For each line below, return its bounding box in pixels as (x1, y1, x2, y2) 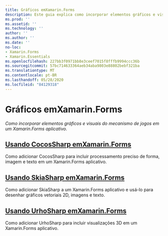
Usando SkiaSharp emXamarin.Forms (5, 173, 125, 182)
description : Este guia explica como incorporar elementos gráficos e (5, 12, 155, 17)
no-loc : (5, 45, 21, 50)
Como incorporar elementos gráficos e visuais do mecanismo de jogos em (5, 120, 159, 126)
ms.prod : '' (5, 17, 30, 22)
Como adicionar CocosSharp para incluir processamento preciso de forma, (5, 154, 160, 160)
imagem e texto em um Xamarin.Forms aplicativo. (5, 159, 107, 165)
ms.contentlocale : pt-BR (5, 73, 57, 78)
